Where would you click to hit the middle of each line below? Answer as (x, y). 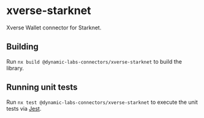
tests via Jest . (24, 108)
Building (22, 47)
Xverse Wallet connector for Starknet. (54, 28)
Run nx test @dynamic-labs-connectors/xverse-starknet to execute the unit (102, 102)
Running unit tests (42, 87)
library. (15, 68)
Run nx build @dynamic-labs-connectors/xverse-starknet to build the (94, 61)
